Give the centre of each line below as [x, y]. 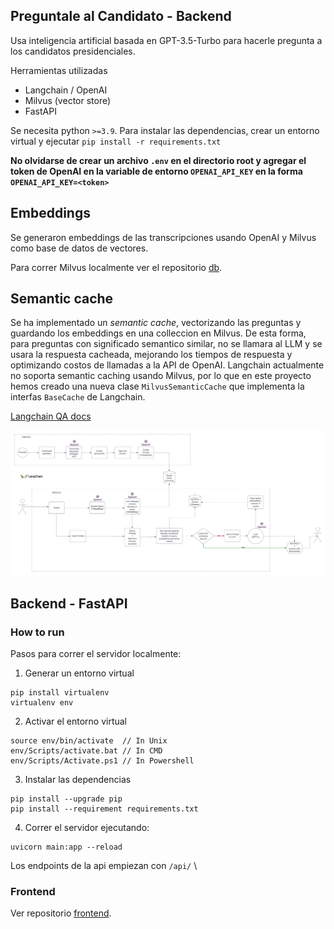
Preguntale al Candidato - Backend [121, 16]
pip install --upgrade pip [66, 799]
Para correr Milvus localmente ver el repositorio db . [116, 267]
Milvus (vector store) [68, 100]
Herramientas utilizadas [59, 70]
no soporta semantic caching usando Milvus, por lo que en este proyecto [161, 376]
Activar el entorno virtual [76, 721]
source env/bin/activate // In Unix [89, 740]
